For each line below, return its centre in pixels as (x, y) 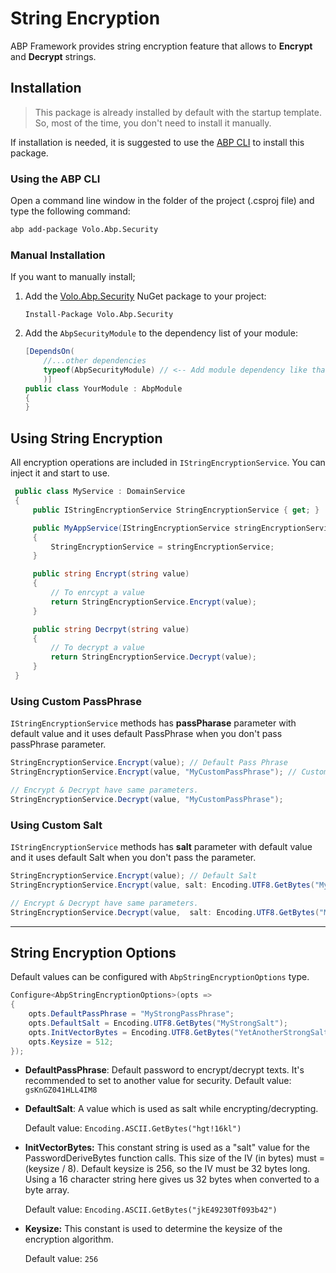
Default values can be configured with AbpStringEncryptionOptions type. (160, 977)
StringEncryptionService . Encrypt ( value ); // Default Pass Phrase (149, 763)
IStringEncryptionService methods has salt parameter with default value (161, 846)
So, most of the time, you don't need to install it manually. (153, 123)
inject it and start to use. (60, 473)
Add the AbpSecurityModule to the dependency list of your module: (161, 333)
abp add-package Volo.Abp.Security (84, 230)
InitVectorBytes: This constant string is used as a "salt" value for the (167, 1148)
